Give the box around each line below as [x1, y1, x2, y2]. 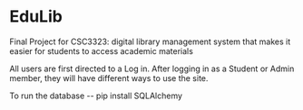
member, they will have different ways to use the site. [9, 72, 209, 83]
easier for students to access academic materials [9, 45, 193, 56]
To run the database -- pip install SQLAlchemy [9, 90, 183, 101]
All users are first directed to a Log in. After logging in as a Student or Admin [9, 63, 295, 74]
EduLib [9, 6, 64, 27]
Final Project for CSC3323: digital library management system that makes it [9, 36, 291, 47]
